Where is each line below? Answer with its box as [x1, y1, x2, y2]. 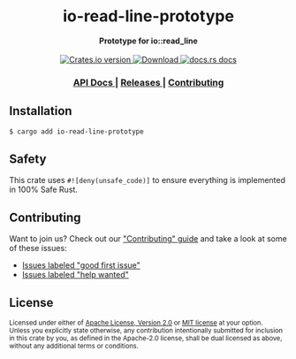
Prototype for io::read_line [98, 35, 199, 46]
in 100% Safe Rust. [9, 184, 78, 195]
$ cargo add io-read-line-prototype [9, 126, 144, 136]
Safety [9, 151, 47, 166]
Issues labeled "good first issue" [21, 260, 141, 271]
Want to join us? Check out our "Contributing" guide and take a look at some [9, 233, 287, 244]
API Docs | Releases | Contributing [72, 76, 224, 88]
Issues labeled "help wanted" [21, 270, 130, 280]
